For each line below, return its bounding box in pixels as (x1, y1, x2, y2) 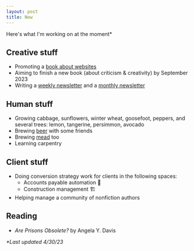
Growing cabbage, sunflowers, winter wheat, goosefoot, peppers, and (14, 115, 186, 122)
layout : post (6, 8, 38, 15)
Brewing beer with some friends (14, 128, 93, 135)
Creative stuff (6, 47, 58, 57)
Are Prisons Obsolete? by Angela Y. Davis (14, 227, 116, 234)
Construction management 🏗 (23, 185, 96, 193)
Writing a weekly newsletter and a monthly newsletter (14, 82, 146, 89)
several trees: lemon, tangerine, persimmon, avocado (14, 121, 144, 128)
